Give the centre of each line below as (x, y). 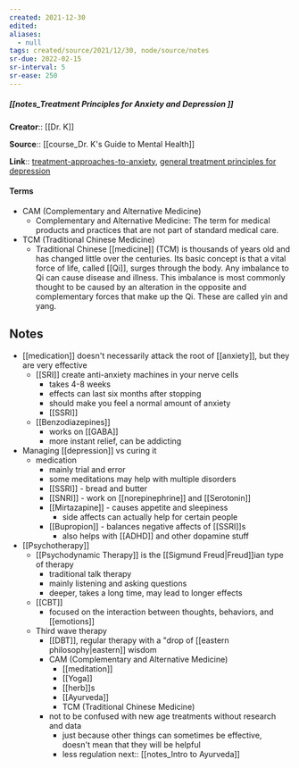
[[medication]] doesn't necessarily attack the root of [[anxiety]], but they (156, 355)
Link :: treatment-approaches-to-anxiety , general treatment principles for (143, 161)
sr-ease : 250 (33, 76)
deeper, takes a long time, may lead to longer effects (145, 593)
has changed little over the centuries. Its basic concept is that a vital (161, 258)
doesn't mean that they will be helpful (131, 744)
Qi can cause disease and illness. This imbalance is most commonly (160, 277)
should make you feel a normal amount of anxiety (140, 403)
